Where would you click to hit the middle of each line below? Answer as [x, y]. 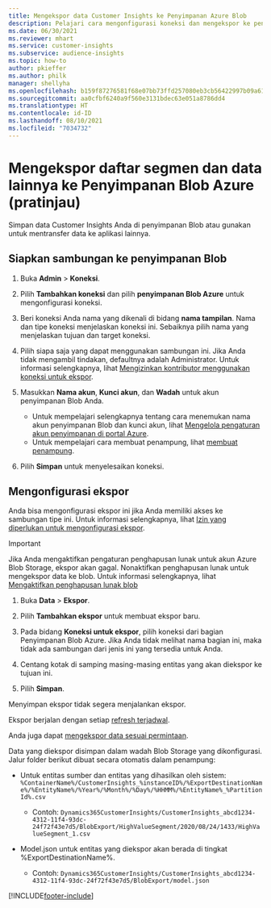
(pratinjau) [45, 202]
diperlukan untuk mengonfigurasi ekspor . [77, 528]
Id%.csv [33, 798]
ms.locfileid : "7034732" [50, 128]
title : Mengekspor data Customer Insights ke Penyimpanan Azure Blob [128, 16]
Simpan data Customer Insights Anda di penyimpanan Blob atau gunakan [130, 225]
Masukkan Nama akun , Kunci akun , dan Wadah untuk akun [119, 392]
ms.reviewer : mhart [41, 38]
